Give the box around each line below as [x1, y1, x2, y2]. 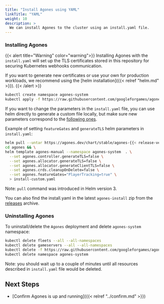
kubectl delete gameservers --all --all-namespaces [5, 243, 112, 248]
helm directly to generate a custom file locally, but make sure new [5, 111, 138, 117]
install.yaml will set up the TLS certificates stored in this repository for [5, 58, 149, 64]
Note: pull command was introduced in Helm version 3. [5, 186, 117, 191]
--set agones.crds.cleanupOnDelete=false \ [9, 167, 99, 173]
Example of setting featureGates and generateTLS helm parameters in [5, 126, 144, 132]
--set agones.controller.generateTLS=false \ [9, 154, 104, 159]
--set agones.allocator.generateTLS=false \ [9, 159, 102, 164]
